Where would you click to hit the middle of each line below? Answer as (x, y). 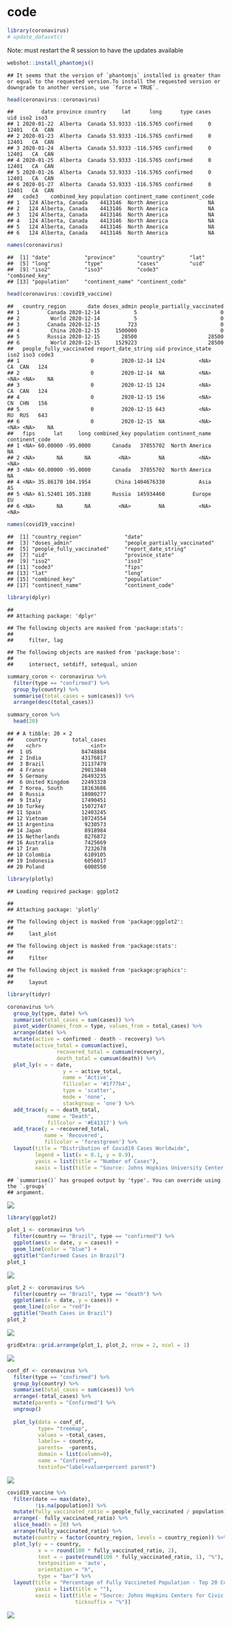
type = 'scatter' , (89, 1090)
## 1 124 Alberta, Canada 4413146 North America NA (111, 203)
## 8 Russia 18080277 (57, 794)
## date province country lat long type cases (109, 112)
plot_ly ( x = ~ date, (43, 1065)
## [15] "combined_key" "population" (85, 579)
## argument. (26, 1192)
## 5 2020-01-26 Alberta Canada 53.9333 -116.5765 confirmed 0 (109, 173)
